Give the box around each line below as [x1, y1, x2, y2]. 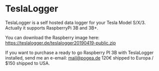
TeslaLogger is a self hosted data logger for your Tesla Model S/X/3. [5, 19, 146, 25]
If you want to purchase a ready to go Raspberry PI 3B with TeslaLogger [5, 49, 154, 55]
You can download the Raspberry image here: [5, 34, 100, 40]
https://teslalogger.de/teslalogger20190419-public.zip [5, 39, 116, 45]
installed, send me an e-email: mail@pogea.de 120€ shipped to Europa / [5, 54, 153, 60]
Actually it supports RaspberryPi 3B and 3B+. [5, 24, 98, 30]
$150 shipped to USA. [5, 60, 50, 66]
